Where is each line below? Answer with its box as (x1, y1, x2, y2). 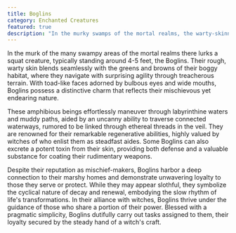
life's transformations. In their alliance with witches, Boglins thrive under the (7, 196, 227, 204)
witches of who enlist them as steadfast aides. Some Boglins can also (7, 138, 209, 146)
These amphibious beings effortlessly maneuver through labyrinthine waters (7, 107, 228, 116)
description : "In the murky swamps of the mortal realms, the (7, 29, 193, 37)
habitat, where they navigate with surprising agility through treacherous (7, 72, 214, 80)
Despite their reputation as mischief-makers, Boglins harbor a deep (7, 166, 202, 174)
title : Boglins (7, 10, 52, 18)
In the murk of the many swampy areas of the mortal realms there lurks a (7, 49, 218, 58)
